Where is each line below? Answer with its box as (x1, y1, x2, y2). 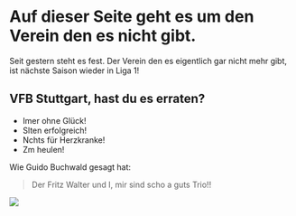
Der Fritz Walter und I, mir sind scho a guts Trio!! (31, 179, 212, 190)
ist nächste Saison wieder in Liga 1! (9, 65, 140, 76)
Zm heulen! (22, 144, 65, 155)
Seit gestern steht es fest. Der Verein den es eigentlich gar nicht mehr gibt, (9, 55, 287, 66)
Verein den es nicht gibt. (9, 25, 197, 46)
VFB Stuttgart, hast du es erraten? (9, 91, 206, 107)
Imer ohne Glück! (22, 115, 88, 126)
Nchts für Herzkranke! (22, 134, 106, 146)
